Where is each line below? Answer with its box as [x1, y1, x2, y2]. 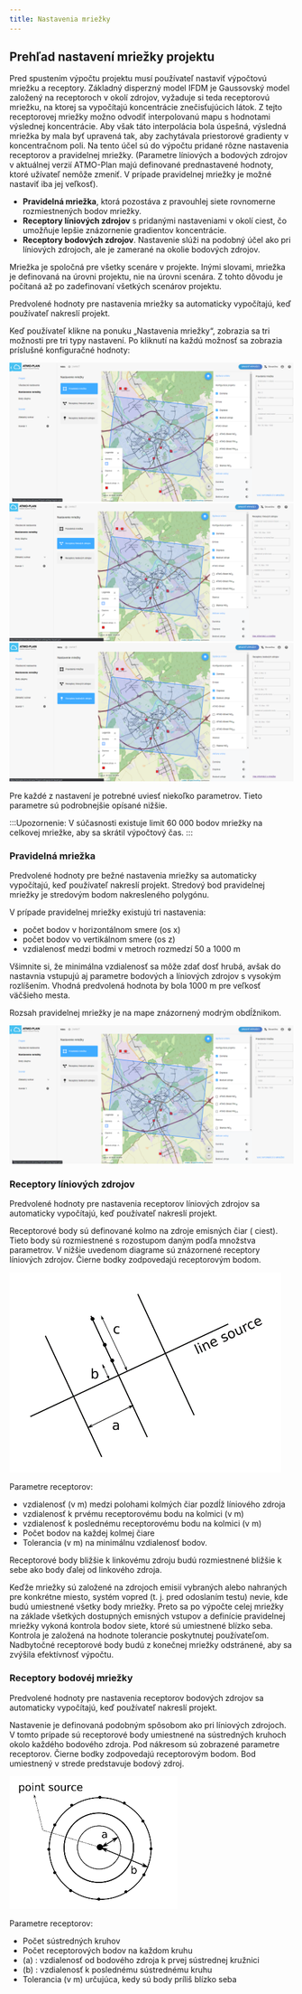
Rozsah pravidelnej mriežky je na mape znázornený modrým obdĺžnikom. [9, 1008, 282, 1019]
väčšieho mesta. [9, 990, 70, 1001]
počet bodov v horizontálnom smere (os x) [22, 925, 181, 936]
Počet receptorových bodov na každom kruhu [22, 1944, 193, 1956]
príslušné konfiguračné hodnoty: [9, 344, 131, 356]
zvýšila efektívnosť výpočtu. [9, 1650, 114, 1660]
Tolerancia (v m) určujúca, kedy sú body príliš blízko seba [22, 1973, 237, 1984]
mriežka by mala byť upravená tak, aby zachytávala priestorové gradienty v [9, 131, 289, 142]
